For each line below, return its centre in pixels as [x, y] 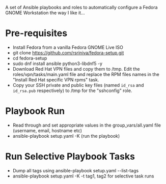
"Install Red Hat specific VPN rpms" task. [56, 80]
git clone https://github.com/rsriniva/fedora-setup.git [68, 52]
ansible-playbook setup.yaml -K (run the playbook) [66, 136]
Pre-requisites [36, 33]
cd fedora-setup [30, 58]
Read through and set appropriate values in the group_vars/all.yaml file [87, 125]
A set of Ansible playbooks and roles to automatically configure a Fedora [81, 7]
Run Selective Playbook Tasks [70, 157]
